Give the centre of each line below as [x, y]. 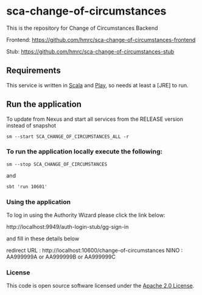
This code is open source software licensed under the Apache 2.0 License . [100, 286]
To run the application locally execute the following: [85, 152]
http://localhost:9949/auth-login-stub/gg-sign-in [68, 227]
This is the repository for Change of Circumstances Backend [82, 28]
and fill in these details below [43, 239]
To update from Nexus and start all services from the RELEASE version [95, 119]
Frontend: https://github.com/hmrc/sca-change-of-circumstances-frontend [101, 39]
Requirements [33, 71]
